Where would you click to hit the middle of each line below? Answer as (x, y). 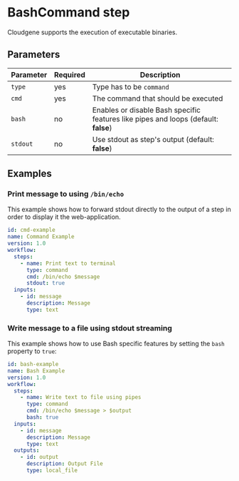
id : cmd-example (31, 230)
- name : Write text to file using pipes (81, 398)
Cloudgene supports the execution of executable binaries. (92, 32)
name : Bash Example (36, 371)
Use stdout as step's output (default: (153, 139)
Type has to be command (131, 86)
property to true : (32, 351)
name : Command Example (41, 237)
